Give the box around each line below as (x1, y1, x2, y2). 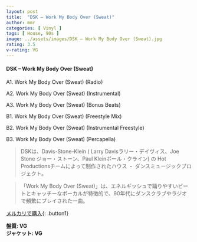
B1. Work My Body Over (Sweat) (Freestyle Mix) (6, 113, 122, 120)
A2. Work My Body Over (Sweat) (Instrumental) (6, 90, 121, 97)
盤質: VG (6, 222, 28, 229)
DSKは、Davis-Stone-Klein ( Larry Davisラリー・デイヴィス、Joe (20, 148, 179, 155)
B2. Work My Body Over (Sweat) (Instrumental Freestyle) (6, 124, 145, 131)
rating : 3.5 (6, 42, 35, 48)
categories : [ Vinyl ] (6, 25, 62, 31)
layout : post (6, 8, 38, 15)
